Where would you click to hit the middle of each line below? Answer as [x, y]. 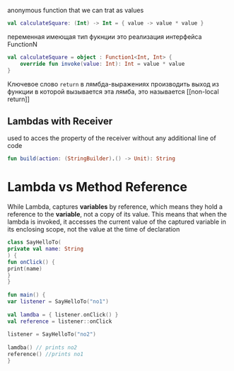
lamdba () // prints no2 [42, 348]
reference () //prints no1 [45, 354]
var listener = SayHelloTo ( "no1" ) [58, 302]
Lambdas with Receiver [60, 121]
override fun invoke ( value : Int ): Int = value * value [103, 64]
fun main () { [27, 295]
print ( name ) [25, 268]
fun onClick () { [31, 262]
